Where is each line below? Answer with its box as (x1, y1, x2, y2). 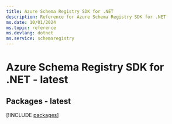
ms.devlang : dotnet (6, 30, 54, 36)
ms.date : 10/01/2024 (6, 19, 57, 25)
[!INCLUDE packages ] (6, 112, 59, 118)
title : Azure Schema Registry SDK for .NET (6, 8, 114, 15)
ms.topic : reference (6, 24, 57, 31)
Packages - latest (6, 96, 71, 106)
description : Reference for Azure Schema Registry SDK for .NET (6, 14, 166, 20)
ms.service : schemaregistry (6, 36, 75, 41)
